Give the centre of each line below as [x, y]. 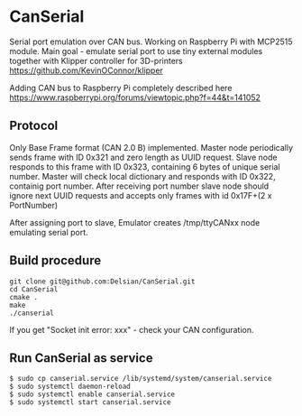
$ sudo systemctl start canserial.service [90, 402]
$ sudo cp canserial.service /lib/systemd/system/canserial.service [141, 379]
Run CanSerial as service [81, 358]
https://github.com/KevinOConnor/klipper [87, 70]
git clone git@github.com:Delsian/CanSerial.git [102, 282]
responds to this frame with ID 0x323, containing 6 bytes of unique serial [145, 166]
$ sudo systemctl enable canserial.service [92, 394]
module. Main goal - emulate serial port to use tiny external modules [136, 51]
